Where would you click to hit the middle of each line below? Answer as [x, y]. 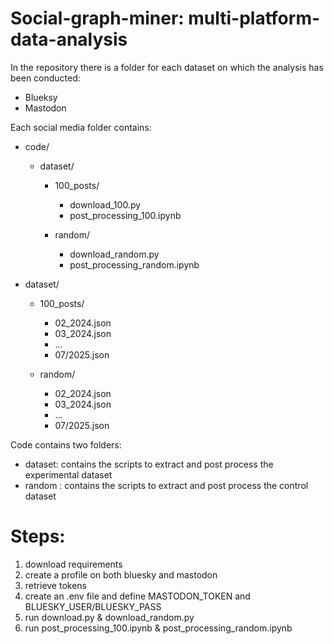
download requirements [73, 564]
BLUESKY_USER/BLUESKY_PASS [93, 606]
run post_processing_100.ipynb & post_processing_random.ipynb [158, 628]
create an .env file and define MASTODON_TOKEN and [137, 596]
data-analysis [69, 39]
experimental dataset [68, 474]
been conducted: [45, 78]
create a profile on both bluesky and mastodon [121, 574]
